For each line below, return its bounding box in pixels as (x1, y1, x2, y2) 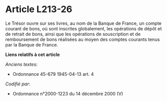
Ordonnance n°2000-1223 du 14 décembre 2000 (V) (12, 90, 123, 96)
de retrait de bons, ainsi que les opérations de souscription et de (5, 31, 141, 37)
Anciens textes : (5, 61, 38, 67)
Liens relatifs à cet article (5, 52, 60, 58)
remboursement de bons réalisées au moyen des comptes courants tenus (5, 36, 160, 42)
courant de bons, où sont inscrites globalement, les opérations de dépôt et (5, 25, 162, 31)
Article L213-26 (5, 4, 72, 15)
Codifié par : (5, 81, 31, 87)
